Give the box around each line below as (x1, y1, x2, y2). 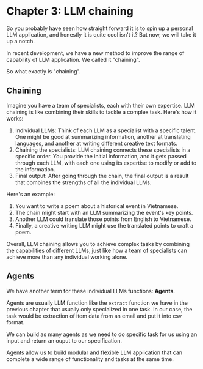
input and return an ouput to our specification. (6, 337, 122, 344)
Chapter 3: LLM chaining (6, 4, 134, 18)
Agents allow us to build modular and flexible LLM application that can (6, 349, 183, 356)
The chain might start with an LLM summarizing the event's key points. (15, 209, 193, 216)
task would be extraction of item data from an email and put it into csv (6, 312, 182, 319)
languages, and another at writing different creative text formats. (15, 140, 178, 147)
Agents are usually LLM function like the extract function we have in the (6, 299, 188, 307)
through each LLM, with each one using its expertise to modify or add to (15, 159, 197, 166)
